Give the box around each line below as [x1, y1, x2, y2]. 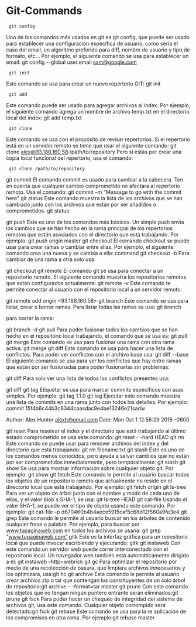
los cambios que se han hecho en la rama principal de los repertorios [6, 224, 173, 232]
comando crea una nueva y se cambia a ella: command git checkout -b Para [6, 249, 190, 256]
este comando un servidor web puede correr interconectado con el [6, 546, 169, 553]
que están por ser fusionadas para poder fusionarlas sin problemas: [6, 363, 170, 370]
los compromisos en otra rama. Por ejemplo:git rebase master [6, 614, 155, 621]
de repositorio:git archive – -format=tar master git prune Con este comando [6, 583, 188, 590]
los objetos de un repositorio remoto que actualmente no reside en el [6, 477, 173, 484]
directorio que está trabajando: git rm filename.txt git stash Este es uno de [6, 446, 185, 453]
